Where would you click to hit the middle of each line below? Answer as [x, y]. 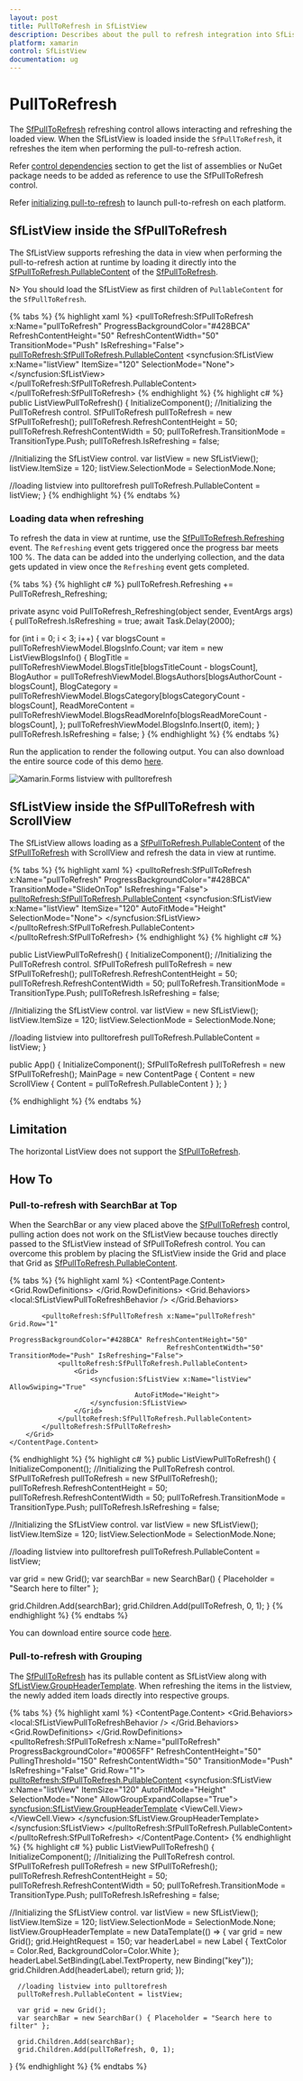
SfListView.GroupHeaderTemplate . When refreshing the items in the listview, [151, 1685]
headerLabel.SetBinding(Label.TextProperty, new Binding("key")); [132, 1960]
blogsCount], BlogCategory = [64, 686]
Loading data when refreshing [77, 518]
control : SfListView [48, 51]
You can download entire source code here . [91, 1633]
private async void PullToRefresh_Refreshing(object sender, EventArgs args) [151, 612]
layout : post [34, 18]
